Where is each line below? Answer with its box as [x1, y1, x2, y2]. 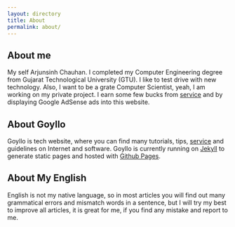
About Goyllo [7, 118, 66, 130]
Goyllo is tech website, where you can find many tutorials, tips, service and [7, 137, 224, 145]
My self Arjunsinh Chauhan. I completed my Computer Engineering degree [7, 68, 223, 77]
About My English [7, 172, 87, 184]
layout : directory [7, 10, 61, 18]
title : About [7, 17, 46, 24]
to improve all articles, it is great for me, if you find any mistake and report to [7, 205, 228, 214]
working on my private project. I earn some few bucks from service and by [7, 91, 223, 99]
